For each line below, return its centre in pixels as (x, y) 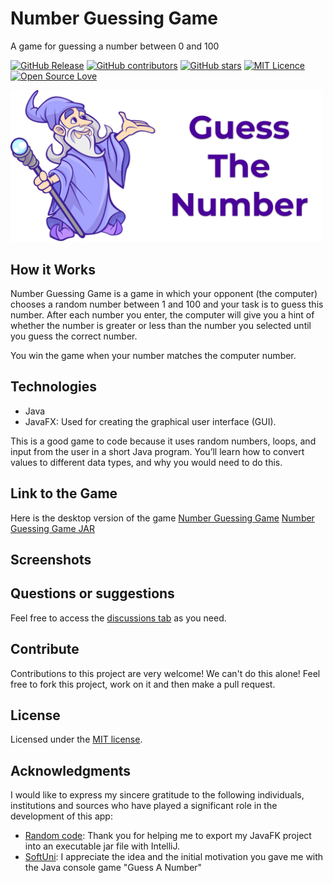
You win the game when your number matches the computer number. (153, 355)
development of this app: (61, 816)
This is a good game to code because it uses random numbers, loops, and (163, 441)
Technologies (54, 387)
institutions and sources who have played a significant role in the (144, 806)
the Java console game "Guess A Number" (113, 868)
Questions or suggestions (92, 593)
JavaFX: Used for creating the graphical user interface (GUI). (150, 421)
